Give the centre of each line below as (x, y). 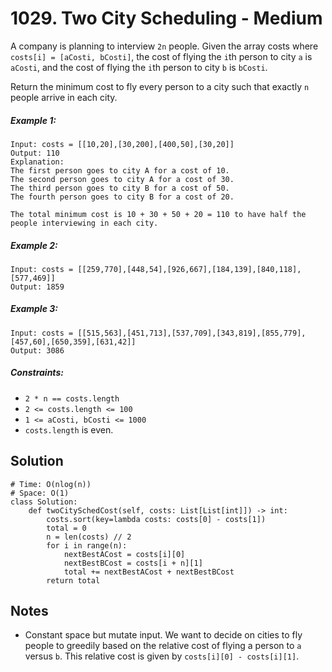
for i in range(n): (87, 545)
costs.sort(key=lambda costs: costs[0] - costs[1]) (156, 519)
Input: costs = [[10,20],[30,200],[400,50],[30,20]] (122, 144)
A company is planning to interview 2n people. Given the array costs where (164, 46)
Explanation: (37, 162)
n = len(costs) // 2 (89, 537)
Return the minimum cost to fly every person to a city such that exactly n (160, 86)
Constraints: (37, 373)
